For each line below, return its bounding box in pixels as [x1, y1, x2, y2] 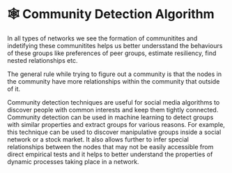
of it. [7, 84, 21, 93]
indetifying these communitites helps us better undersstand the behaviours [7, 41, 223, 50]
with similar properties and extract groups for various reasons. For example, [7, 120, 225, 128]
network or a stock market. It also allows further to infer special [7, 135, 190, 144]
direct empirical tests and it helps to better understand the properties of [7, 150, 213, 158]
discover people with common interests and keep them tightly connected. [7, 105, 219, 114]
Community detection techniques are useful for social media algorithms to [7, 98, 220, 106]
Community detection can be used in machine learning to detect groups [7, 113, 214, 121]
